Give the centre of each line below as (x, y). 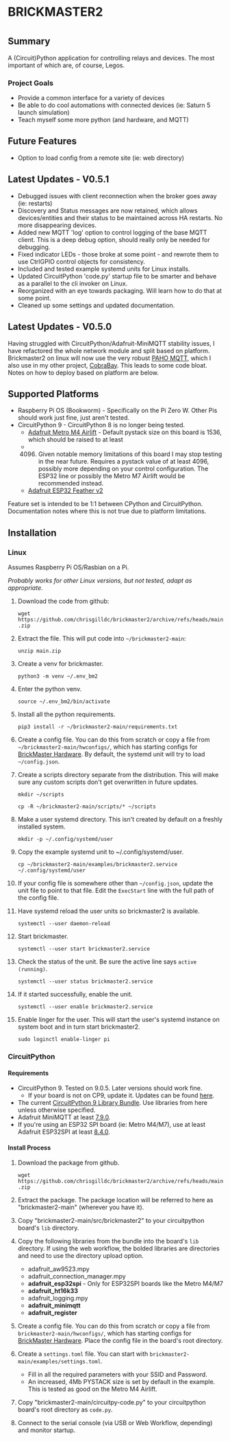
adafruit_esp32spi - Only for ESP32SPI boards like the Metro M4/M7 (125, 1284)
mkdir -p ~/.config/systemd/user (65, 839)
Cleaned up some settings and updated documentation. (96, 305)
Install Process (29, 1147)
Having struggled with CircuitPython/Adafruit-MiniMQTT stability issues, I (111, 343)
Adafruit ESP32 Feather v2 (65, 490)
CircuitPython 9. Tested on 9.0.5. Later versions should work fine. (110, 1088)
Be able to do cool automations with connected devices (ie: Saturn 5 (114, 105)
